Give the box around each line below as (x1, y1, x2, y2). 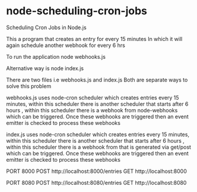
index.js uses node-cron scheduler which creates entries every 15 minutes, (6, 131, 190, 138)
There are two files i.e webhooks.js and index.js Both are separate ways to (6, 76, 188, 83)
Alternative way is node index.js (6, 64, 84, 72)
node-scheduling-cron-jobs (6, 4, 147, 18)
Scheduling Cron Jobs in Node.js (6, 24, 87, 31)
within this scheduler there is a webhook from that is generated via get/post (6, 143, 192, 150)
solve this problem (6, 82, 52, 90)
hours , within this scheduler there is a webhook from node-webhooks (6, 106, 178, 114)
